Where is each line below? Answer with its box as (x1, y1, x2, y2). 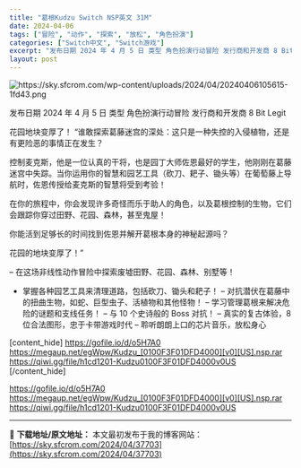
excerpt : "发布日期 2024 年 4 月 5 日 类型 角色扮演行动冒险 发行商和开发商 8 (9, 47, 278, 56)
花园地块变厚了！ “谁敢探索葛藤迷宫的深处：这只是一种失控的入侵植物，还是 (9, 126, 290, 137)
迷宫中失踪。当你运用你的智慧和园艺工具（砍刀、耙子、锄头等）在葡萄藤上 (9, 168, 284, 178)
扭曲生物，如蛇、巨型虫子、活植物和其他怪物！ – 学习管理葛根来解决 (30, 297, 282, 308)
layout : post (9, 55, 58, 64)
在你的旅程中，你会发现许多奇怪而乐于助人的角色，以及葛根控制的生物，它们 (9, 198, 292, 209)
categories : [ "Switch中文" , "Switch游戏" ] (9, 38, 165, 48)
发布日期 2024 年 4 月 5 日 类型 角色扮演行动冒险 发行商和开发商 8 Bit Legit (9, 108, 287, 117)
